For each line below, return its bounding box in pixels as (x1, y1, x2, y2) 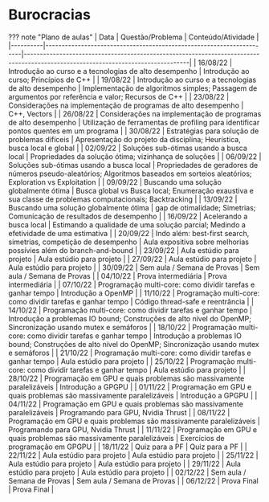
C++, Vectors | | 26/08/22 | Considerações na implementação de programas (8, 108, 262, 118)
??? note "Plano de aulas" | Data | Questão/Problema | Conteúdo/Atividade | (8, 32, 259, 42)
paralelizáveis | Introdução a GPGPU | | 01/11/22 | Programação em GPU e (8, 382, 252, 391)
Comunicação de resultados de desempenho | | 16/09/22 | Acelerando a (8, 211, 248, 221)
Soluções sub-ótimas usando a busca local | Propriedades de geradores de (8, 160, 259, 169)
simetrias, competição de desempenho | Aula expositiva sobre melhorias (8, 237, 249, 247)
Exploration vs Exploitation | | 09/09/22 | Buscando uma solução (8, 177, 222, 186)
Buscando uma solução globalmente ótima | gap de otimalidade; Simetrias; (8, 202, 256, 212)
